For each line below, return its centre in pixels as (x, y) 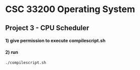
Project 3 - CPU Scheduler (47, 28)
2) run (12, 52)
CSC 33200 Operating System (70, 9)
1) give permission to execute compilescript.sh (55, 41)
